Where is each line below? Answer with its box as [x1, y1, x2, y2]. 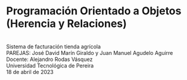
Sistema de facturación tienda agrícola [6, 43, 101, 50]
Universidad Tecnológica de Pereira [6, 61, 94, 69]
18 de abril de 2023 [6, 68, 54, 75]
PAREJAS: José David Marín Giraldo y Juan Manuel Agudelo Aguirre [6, 49, 173, 56]
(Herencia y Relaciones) [6, 17, 127, 30]
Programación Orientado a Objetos [6, 4, 182, 18]
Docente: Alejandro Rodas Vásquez [6, 56, 93, 63]
